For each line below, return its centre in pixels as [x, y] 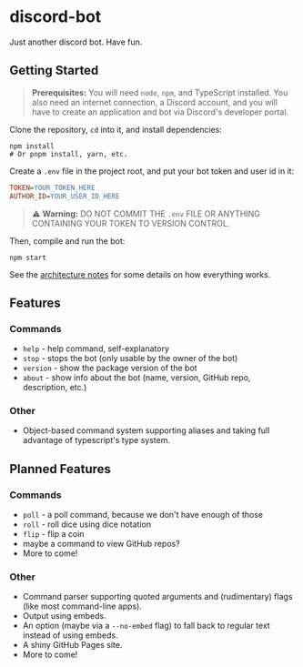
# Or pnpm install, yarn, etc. [69, 154]
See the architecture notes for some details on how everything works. [140, 274]
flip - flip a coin [53, 534]
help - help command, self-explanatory [96, 349]
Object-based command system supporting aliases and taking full [146, 430]
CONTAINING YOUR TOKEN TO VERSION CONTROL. [131, 223]
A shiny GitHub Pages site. [72, 645]
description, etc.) [55, 388]
